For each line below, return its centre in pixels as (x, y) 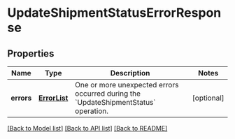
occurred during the (108, 94)
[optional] (208, 98)
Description (130, 73)
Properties (31, 53)
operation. (92, 111)
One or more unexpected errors (127, 85)
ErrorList (53, 98)
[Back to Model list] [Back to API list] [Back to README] (87, 128)
